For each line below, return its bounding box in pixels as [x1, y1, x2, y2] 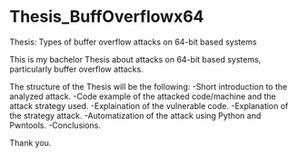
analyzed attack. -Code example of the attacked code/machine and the [9, 91, 276, 102]
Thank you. [9, 137, 52, 148]
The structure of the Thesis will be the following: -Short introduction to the [9, 81, 288, 92]
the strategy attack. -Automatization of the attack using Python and [9, 110, 262, 121]
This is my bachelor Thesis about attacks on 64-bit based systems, [9, 54, 262, 64]
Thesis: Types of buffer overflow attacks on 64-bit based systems [9, 36, 257, 47]
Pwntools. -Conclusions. [9, 120, 102, 131]
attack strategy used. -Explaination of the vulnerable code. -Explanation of [9, 100, 289, 111]
